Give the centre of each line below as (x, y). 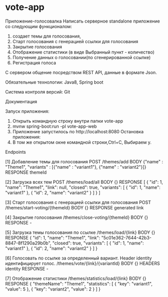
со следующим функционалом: (39, 26)
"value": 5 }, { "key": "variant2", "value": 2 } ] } (53, 289)
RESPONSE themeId (26, 172)
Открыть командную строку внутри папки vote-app (68, 121)
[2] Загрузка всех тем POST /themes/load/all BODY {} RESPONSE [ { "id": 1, (84, 182)
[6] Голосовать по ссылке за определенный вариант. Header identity (78, 258)
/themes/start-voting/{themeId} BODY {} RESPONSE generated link (74, 207)
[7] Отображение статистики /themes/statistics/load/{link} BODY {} (76, 278)
